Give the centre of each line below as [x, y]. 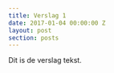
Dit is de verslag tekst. [45, 60]
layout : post [30, 30]
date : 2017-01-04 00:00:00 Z [57, 23]
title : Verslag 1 [37, 15]
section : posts [34, 38]
